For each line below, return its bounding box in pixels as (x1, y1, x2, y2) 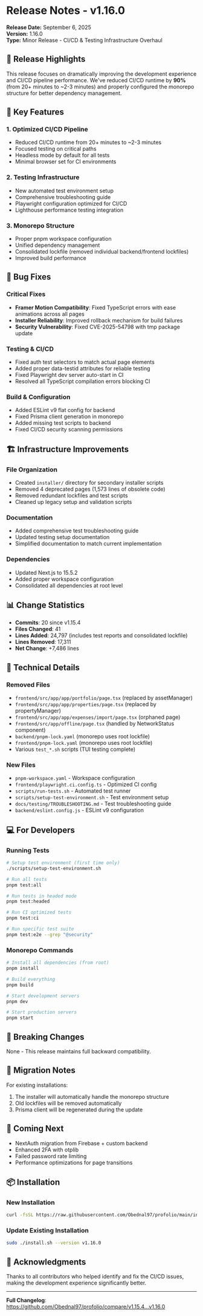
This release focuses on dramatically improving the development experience (6, 70, 197, 77)
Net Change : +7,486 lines (14, 645, 80, 652)
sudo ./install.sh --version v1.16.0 (6, 1240, 101, 1246)
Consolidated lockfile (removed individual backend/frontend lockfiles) (14, 248, 189, 255)
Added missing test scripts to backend (14, 419, 111, 427)
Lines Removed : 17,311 (14, 638, 71, 646)
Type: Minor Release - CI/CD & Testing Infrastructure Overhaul (6, 36, 163, 44)
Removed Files (6, 680, 50, 689)
